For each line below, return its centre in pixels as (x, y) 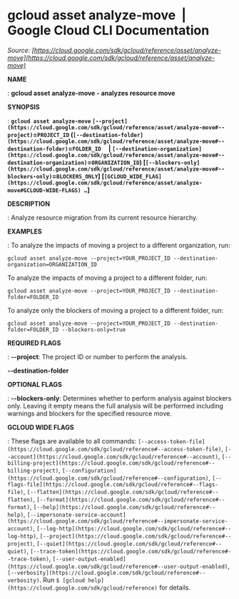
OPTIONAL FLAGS (35, 384)
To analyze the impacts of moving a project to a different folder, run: (107, 278)
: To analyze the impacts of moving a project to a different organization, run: (119, 245)
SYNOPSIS (24, 106)
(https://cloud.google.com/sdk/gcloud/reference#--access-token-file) (115, 449)
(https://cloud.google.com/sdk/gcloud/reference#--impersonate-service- (118, 521)
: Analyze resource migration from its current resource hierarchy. (103, 217)
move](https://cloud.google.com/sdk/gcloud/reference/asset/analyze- (111, 58)
